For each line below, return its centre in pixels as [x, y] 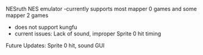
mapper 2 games [27, 15]
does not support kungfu [46, 27]
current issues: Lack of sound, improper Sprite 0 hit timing [88, 34]
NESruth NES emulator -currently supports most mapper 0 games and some [101, 9]
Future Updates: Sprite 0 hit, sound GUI [55, 46]
